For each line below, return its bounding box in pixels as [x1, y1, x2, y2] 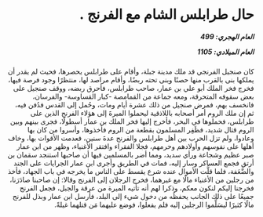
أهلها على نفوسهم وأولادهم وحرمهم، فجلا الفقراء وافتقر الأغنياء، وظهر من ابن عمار [16, 142, 254, 151]
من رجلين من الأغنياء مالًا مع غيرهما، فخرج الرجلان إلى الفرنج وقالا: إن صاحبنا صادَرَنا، [9, 175, 254, 185]
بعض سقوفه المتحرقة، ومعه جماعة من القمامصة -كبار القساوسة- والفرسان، [32, 92, 254, 101]
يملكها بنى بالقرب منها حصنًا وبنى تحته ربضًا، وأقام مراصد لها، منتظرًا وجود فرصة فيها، [8, 75, 254, 85]
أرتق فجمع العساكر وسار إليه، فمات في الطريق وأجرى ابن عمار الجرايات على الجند [13, 158, 254, 168]
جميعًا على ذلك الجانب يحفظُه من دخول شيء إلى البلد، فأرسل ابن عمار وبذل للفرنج [12, 192, 254, 201]
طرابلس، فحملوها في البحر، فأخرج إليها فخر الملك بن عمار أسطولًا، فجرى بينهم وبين [9, 117, 254, 126]
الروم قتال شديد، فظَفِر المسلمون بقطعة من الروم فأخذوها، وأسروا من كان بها [27, 125, 254, 135]
